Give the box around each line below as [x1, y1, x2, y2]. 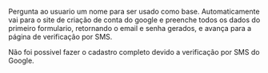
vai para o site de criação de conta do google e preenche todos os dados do [8, 15, 261, 25]
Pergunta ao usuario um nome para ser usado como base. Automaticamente [8, 7, 260, 16]
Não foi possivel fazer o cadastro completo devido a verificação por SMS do [8, 48, 260, 56]
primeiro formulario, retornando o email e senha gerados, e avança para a [8, 24, 252, 33]
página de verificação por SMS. [8, 32, 113, 41]
